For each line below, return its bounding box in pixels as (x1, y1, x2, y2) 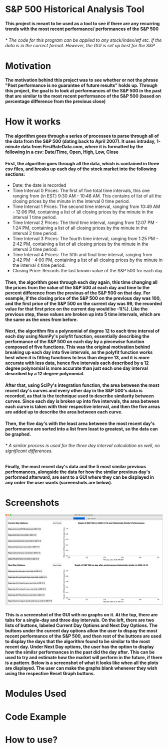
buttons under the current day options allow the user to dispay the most (5, 628, 157, 634)
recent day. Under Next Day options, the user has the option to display (5, 644, 154, 650)
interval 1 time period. (12, 215, 57, 221)
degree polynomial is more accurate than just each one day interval (5, 365, 148, 371)
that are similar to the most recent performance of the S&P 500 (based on (5, 93, 161, 99)
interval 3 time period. (12, 246, 58, 252)
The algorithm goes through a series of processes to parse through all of (5, 133, 159, 139)
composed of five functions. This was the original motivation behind (5, 344, 150, 350)
